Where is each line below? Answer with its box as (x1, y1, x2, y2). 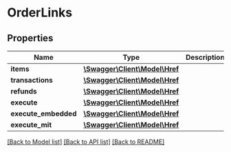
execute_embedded (10, 109, 77, 118)
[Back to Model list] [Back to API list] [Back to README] (7, 138, 165, 146)
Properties (7, 32, 54, 44)
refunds (10, 87, 37, 96)
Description (185, 53, 225, 62)
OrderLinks (7, 5, 73, 21)
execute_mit (10, 120, 52, 129)
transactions (10, 76, 53, 85)
